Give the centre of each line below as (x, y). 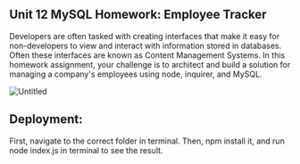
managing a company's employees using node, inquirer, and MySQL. (136, 74)
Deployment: (46, 119)
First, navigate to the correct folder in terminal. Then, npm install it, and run (147, 141)
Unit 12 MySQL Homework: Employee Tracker (138, 15)
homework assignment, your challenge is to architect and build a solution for (150, 64)
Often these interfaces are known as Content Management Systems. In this (147, 55)
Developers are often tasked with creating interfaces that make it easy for (144, 36)
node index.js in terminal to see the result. (86, 150)
